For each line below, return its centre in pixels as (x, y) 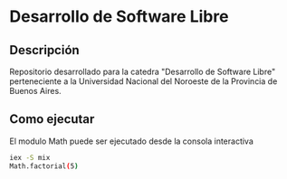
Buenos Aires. (35, 91)
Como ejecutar (52, 119)
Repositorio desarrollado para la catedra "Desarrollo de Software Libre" (143, 71)
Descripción (44, 50)
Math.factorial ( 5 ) (44, 166)
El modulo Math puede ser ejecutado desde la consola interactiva (131, 141)
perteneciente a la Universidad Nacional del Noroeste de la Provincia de (143, 81)
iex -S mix (30, 157)
